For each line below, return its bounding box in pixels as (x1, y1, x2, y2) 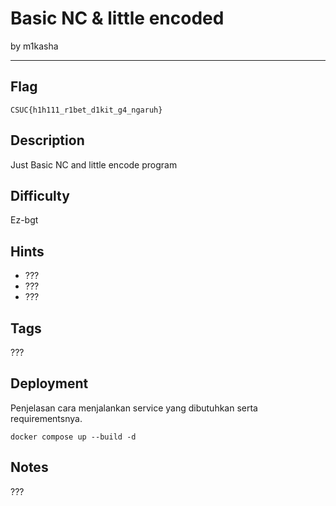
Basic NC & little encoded (10, 7, 225, 30)
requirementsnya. (10, 412, 83, 424)
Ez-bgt (10, 214, 39, 226)
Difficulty (10, 187, 70, 204)
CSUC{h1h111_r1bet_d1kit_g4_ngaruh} (10, 105, 163, 115)
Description (10, 132, 85, 149)
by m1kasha (10, 40, 59, 52)
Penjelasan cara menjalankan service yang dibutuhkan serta (10, 402, 258, 414)
